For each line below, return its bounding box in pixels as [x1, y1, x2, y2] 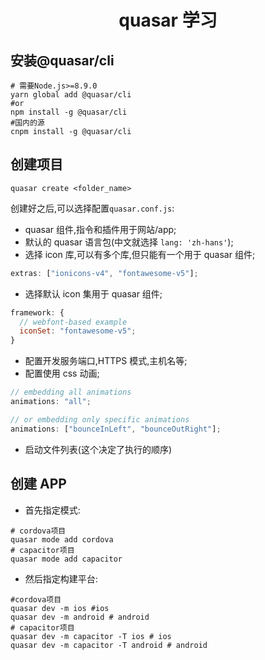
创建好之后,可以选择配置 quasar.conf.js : [10, 202, 175, 214]
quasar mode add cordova [10, 534, 114, 545]
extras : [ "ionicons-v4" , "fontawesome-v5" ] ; [10, 268, 199, 278]
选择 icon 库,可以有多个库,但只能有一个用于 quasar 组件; [24, 248, 256, 260]
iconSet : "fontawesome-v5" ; [19, 326, 137, 336]
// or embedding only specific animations [10, 414, 190, 425]
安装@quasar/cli [10, 52, 115, 69]
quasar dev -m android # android [10, 612, 150, 622]
